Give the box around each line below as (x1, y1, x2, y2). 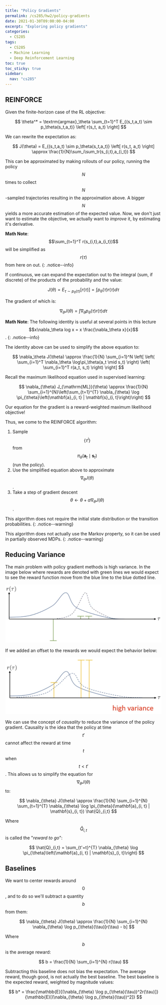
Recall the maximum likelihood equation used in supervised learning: (5, 374, 146, 380)
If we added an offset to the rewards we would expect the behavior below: (5, 647, 158, 654)
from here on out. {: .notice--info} (5, 262, 74, 268)
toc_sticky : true (5, 66, 41, 71)
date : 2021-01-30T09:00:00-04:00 (5, 18, 75, 23)
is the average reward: (5, 949, 51, 955)
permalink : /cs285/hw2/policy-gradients (5, 13, 90, 18)
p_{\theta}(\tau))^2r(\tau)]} (104, 989, 159, 995)
